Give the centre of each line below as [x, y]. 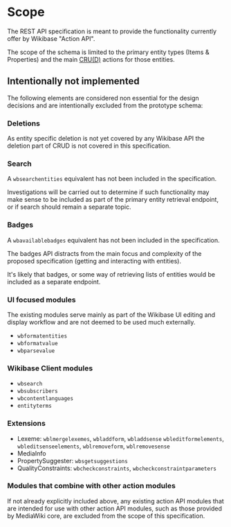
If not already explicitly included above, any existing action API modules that [116, 501]
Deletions [24, 123]
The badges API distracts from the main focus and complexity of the [104, 253]
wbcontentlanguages [45, 399]
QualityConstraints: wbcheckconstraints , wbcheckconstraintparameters [117, 468]
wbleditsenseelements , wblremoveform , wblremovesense [94, 446]
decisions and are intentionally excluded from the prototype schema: [105, 105]
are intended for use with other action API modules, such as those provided [115, 508]
